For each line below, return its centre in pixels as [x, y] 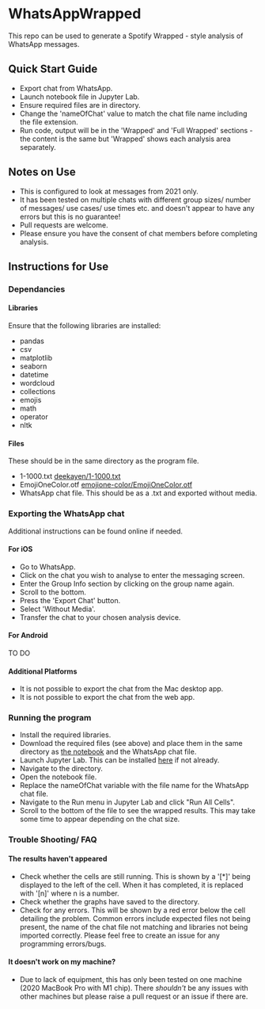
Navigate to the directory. [61, 769]
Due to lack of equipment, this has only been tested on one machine [131, 979]
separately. [38, 147]
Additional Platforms [43, 671]
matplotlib [36, 358]
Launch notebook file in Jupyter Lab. [79, 97]
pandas [32, 341]
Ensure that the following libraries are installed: [85, 326]
